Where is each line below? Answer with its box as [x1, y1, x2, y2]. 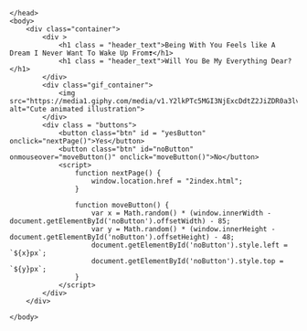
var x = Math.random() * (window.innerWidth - [90, 208, 272, 218]
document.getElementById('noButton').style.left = [90, 240, 288, 250]
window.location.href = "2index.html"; [90, 176, 244, 186]
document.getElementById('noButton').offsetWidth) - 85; [9, 217, 231, 226]
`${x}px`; [9, 249, 48, 258]
